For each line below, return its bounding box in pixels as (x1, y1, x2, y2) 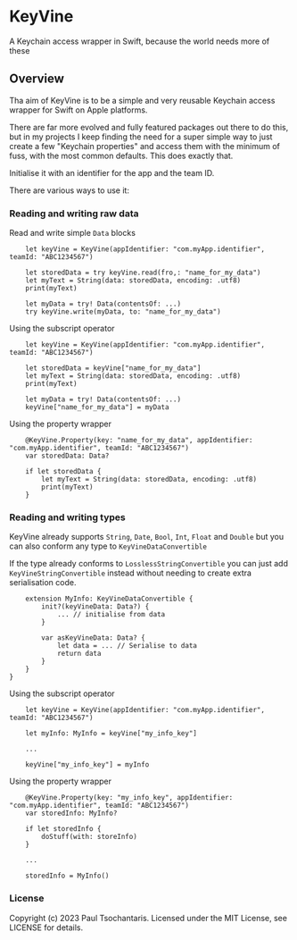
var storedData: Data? (25, 451, 110, 461)
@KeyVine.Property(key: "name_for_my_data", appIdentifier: (25, 436, 253, 445)
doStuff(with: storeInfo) (41, 833, 138, 842)
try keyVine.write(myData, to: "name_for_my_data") (25, 307, 221, 316)
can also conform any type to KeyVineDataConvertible (9, 541, 208, 551)
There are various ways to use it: (9, 185, 129, 196)
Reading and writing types (9, 511, 127, 524)
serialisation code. (9, 577, 77, 588)
